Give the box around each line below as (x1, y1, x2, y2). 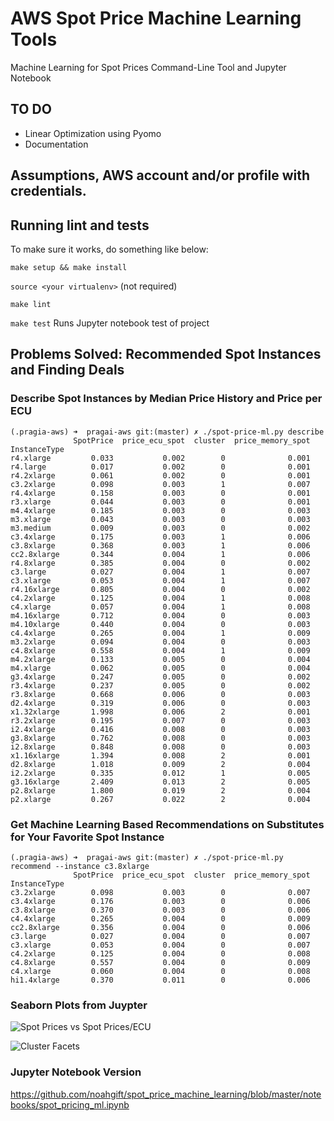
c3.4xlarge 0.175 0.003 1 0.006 (10, 532, 311, 542)
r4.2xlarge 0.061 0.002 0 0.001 (10, 470, 311, 481)
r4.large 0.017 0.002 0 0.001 (10, 462, 311, 472)
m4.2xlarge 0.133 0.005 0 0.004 (10, 654, 311, 664)
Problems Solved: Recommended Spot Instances (10, 346, 322, 363)
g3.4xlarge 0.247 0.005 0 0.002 (10, 672, 311, 682)
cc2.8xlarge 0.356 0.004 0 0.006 (10, 922, 311, 932)
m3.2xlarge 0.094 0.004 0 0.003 (10, 637, 311, 647)
